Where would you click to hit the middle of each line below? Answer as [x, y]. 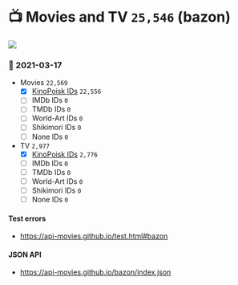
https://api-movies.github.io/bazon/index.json [95, 272]
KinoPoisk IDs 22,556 [67, 92]
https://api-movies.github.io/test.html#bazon [94, 236]
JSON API [25, 254]
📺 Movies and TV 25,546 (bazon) [119, 17]
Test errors [27, 218]
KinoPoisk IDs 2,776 [65, 154]
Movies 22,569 [44, 83]
